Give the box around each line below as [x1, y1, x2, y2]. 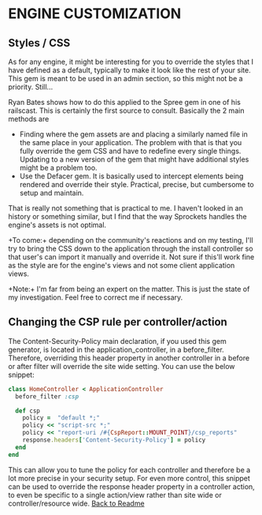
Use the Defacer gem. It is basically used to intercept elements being [19, 171, 244, 181]
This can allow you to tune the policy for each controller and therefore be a [8, 465, 251, 474]
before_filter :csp [15, 392, 79, 401]
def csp [15, 407, 41, 415]
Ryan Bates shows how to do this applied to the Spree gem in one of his [8, 98, 242, 106]
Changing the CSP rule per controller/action [8, 315, 228, 329]
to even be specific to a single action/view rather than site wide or [8, 490, 222, 499]
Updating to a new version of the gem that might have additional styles [19, 155, 249, 164]
